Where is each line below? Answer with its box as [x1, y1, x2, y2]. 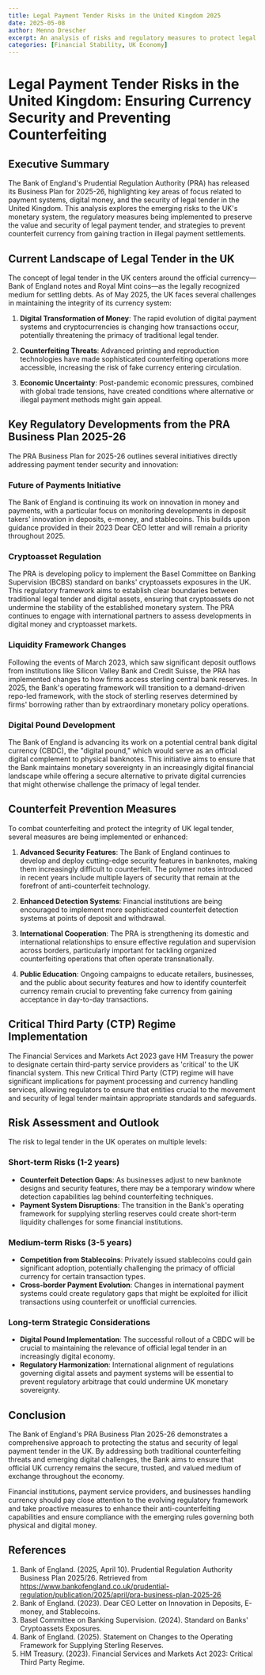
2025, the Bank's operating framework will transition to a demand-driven [8, 683, 245, 692]
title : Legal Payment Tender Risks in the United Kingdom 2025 [8, 11, 221, 20]
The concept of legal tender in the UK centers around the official [8, 273, 219, 282]
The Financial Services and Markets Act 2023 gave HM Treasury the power [8, 1051, 254, 1060]
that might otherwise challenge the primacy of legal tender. [8, 779, 201, 789]
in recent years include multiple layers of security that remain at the [19, 872, 240, 882]
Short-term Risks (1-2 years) [8, 1157, 120, 1168]
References [8, 1543, 66, 1557]
